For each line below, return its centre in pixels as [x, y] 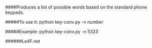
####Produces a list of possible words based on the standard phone [76, 7]
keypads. [15, 12]
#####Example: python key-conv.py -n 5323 [52, 31]
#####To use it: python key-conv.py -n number [54, 22]
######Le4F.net [23, 41]
